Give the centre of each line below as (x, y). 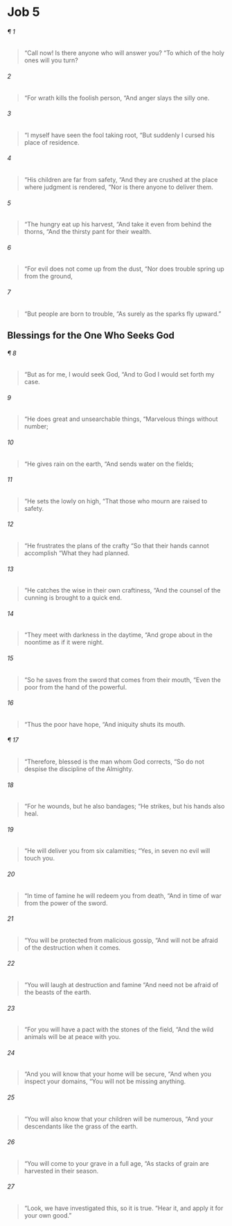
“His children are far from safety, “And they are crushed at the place (121, 180)
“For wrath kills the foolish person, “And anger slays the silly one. (117, 98)
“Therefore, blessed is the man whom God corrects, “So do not (114, 761)
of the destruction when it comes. (72, 947)
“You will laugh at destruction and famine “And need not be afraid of (121, 985)
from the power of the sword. (66, 903)
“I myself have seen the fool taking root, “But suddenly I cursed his (119, 135)
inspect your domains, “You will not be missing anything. (105, 1081)
